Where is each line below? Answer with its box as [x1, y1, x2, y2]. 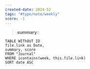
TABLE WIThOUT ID [5, 39, 40, 44]
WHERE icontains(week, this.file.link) [5, 56, 86, 61]
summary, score [5, 47, 36, 52]
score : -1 [5, 16, 25, 21]
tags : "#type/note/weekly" [5, 12, 60, 17]
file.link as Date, [5, 43, 45, 48]
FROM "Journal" [5, 52, 36, 56]
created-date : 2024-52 [5, 7, 51, 12]
